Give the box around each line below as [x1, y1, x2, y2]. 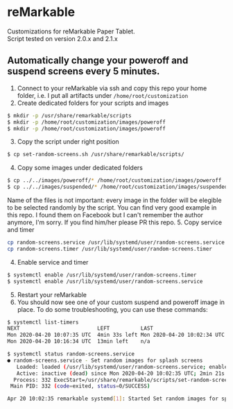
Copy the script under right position [17, 137, 119, 146]
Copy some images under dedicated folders [17, 164, 144, 172]
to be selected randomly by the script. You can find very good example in [7, 203, 217, 212]
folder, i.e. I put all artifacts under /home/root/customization [17, 91, 189, 99]
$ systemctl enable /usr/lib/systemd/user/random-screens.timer [7, 272, 197, 278]
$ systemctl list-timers [7, 319, 79, 326]
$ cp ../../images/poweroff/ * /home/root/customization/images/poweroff [7, 177, 222, 184]
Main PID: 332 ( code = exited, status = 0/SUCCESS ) [10, 383, 150, 390]
